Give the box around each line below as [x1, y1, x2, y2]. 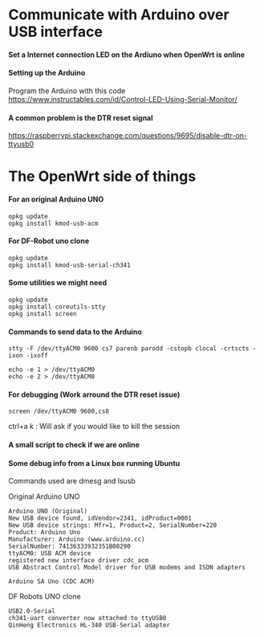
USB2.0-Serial [8, 607, 56, 615]
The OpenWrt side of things [8, 167, 197, 186]
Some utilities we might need [8, 278, 107, 288]
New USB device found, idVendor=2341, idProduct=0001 [8, 514, 193, 523]
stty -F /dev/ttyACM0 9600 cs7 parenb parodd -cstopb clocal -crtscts [8, 345, 250, 353]
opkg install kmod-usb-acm [8, 219, 99, 227]
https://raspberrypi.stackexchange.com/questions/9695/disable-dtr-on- [8, 131, 247, 141]
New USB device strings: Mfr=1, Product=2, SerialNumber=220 [8, 521, 217, 529]
